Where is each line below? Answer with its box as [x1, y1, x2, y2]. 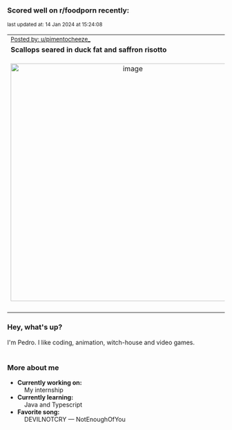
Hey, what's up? [7, 322, 63, 332]
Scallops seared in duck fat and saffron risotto [10, 45, 167, 55]
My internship [23, 386, 64, 394]
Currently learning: [17, 393, 74, 401]
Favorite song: [17, 407, 60, 416]
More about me [7, 362, 59, 372]
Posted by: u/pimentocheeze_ [10, 35, 91, 44]
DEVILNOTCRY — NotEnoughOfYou [23, 415, 126, 423]
